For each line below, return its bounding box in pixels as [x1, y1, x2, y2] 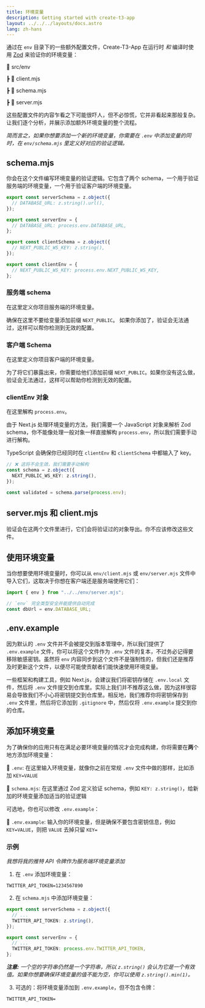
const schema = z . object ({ [6, 467, 75, 473]
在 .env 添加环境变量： [15, 871, 73, 877]
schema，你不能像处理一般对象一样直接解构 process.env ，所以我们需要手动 [6, 428, 197, 436]
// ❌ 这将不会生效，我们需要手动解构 [6, 461, 90, 467]
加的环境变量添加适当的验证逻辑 [6, 792, 87, 799]
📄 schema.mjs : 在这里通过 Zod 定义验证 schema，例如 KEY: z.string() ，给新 [6, 785, 199, 792]
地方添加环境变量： [6, 751, 55, 758]
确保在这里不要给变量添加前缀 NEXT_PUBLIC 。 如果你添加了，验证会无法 [6, 316, 184, 323]
